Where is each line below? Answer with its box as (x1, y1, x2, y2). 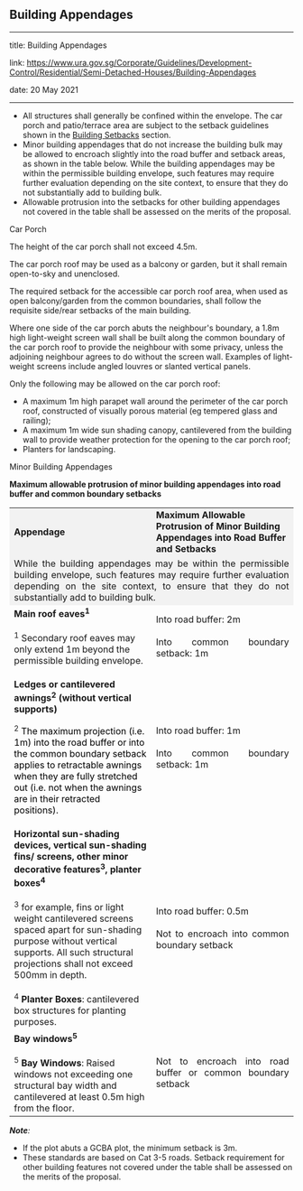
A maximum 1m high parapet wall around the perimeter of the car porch (22, 395, 289, 406)
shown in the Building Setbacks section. (22, 129, 171, 140)
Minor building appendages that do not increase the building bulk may (22, 139, 283, 150)
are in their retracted (14, 793, 101, 805)
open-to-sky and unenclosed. (9, 268, 120, 279)
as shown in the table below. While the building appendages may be (22, 158, 275, 169)
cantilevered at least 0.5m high (14, 1091, 145, 1103)
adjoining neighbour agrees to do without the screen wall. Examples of (9, 351, 272, 362)
